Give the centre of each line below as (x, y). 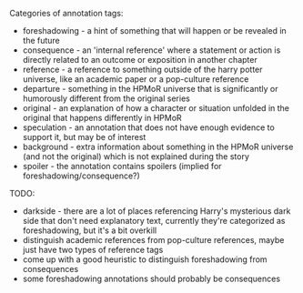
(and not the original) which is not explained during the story (136, 157)
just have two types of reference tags (93, 250)
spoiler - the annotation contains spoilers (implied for (122, 166)
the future (41, 40)
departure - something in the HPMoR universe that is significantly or (150, 89)
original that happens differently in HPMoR (102, 118)
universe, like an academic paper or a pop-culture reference (136, 79)
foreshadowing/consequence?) (81, 176)
